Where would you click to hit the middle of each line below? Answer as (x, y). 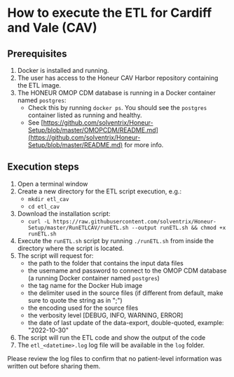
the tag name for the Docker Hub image (85, 285)
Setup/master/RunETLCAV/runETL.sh (78, 228)
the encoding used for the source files (83, 308)
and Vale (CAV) (53, 28)
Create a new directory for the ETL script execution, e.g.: (99, 191)
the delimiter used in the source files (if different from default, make (125, 293)
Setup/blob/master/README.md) (75, 145)
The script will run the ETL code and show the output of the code (111, 337)
